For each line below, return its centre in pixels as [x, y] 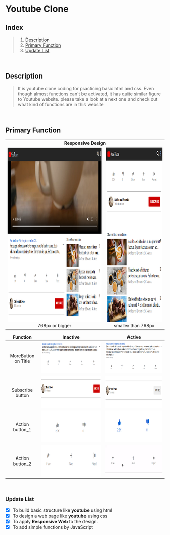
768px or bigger [54, 325]
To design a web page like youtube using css [60, 516]
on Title [22, 361]
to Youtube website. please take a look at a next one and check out [88, 99]
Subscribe [22, 390]
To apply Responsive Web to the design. [55, 521]
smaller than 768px [134, 325]
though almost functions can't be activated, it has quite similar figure [89, 94]
